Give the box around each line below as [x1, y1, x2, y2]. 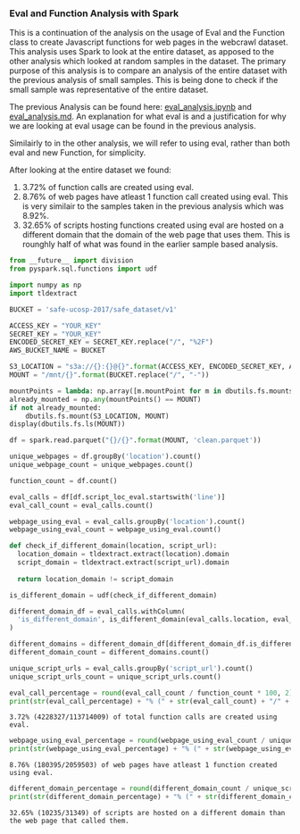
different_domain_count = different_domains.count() [9, 648, 210, 657]
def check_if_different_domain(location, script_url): [9, 541, 218, 551]
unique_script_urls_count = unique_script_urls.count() [9, 672, 221, 681]
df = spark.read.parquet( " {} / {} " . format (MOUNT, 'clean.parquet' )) [9, 436, 262, 445]
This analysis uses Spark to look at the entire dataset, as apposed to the [9, 46, 275, 57]
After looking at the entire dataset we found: [9, 164, 171, 176]
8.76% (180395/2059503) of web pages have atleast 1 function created [9, 761, 278, 770]
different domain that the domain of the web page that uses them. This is [21, 229, 290, 240]
